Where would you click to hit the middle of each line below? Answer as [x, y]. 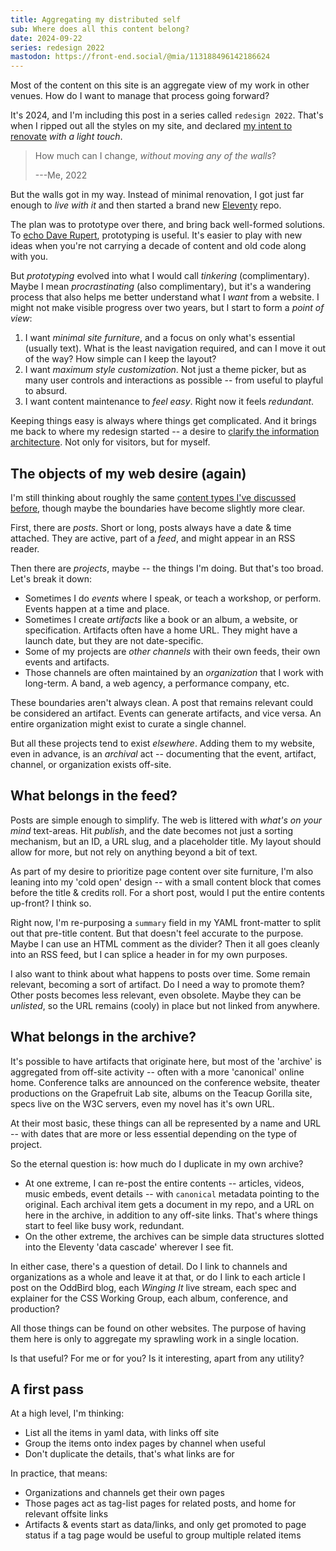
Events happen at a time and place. [97, 608]
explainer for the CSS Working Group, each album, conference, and [149, 1298]
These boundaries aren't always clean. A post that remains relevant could [162, 702]
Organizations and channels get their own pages [124, 1493]
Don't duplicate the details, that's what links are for [129, 1454]
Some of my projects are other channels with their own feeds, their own [172, 651]
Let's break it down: [51, 578]
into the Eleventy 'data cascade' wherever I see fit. [129, 1247]
